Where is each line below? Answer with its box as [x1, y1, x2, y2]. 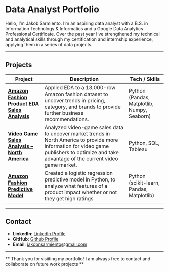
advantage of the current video [44, 155, 118, 162]
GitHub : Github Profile [12, 236, 59, 242]
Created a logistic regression [44, 169, 113, 176]
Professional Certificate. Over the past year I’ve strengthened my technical [5, 31, 160, 37]
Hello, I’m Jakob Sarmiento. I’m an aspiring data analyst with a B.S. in [5, 20, 148, 26]
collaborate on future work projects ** [5, 261, 84, 267]
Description [70, 75, 99, 82]
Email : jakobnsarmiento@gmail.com [12, 241, 88, 247]
